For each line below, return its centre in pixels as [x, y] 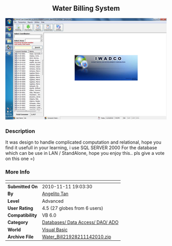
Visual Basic [55, 230]
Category [18, 222]
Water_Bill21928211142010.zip [77, 237]
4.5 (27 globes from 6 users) [72, 208]
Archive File [20, 237]
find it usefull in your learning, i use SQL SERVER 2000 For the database [81, 148]
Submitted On [23, 187]
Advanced [53, 201]
